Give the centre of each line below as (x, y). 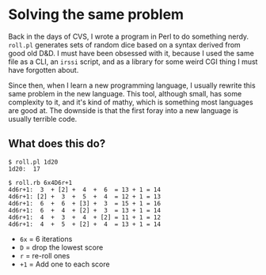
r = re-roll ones (45, 255)
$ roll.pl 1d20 (33, 162)
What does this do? (57, 144)
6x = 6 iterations (46, 239)
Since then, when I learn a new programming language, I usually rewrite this (132, 85)
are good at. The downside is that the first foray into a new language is (123, 110)
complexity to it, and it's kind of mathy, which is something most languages (131, 102)
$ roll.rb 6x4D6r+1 (40, 183)
